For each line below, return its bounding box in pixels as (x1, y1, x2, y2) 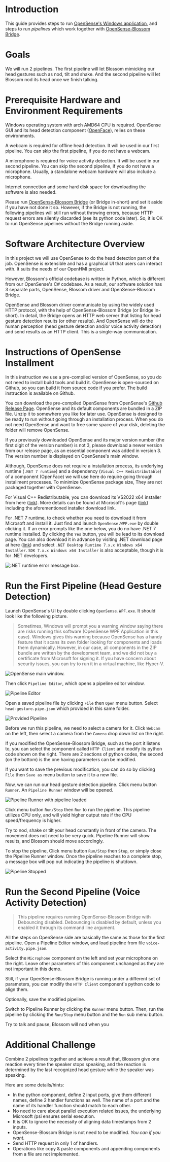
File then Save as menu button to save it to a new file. (5, 771, 118, 777)
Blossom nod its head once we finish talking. (5, 76, 99, 82)
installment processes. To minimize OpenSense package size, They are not (5, 479, 162, 485)
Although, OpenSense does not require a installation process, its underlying (5, 463, 163, 469)
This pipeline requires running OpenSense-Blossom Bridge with (17, 913, 151, 919)
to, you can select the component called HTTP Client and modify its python (5, 745, 162, 751)
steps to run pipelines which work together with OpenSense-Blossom (5, 25, 151, 31)
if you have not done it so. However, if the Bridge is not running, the (5, 204, 147, 210)
